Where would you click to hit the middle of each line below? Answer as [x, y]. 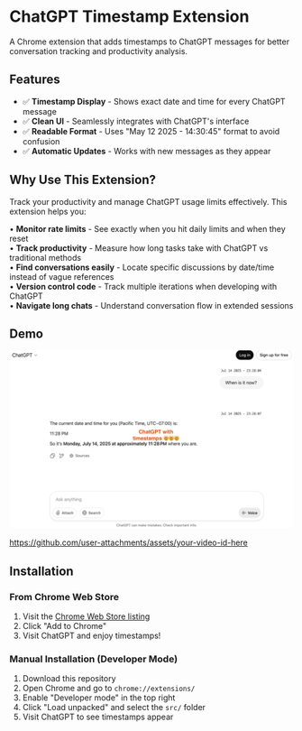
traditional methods [46, 257]
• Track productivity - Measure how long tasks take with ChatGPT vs [139, 248]
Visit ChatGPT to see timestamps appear [98, 717]
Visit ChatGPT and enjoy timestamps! [92, 636]
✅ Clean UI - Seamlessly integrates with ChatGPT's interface [136, 121]
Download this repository [69, 679]
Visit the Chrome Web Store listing [86, 616]
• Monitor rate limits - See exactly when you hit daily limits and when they [147, 228]
